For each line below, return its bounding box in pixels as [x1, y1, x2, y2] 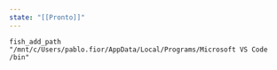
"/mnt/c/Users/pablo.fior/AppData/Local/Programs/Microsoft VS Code [9, 45, 268, 54]
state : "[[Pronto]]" [9, 12, 86, 22]
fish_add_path [9, 37, 62, 46]
